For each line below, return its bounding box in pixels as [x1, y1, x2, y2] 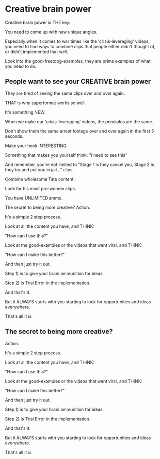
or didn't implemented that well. [5, 49, 69, 55]
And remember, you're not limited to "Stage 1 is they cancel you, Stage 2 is [5, 162, 154, 167]
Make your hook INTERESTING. [5, 143, 68, 148]
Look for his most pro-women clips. [5, 185, 76, 191]
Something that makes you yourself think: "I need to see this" [5, 152, 128, 158]
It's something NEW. [5, 109, 46, 115]
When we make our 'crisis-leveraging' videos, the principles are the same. [5, 118, 154, 125]
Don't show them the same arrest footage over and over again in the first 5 [5, 128, 154, 134]
